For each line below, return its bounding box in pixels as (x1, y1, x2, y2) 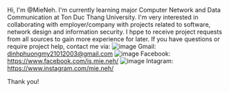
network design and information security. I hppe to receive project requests (7, 27, 223, 36)
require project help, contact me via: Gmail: (7, 43, 156, 50)
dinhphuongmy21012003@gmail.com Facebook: (7, 49, 171, 58)
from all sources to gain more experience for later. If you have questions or (7, 35, 220, 43)
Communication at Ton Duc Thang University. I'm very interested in (7, 13, 199, 21)
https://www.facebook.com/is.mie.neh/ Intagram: (7, 57, 174, 65)
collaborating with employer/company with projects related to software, (7, 21, 211, 28)
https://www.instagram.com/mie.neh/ (7, 65, 114, 72)
